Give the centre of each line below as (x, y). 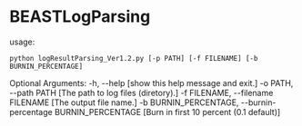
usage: (22, 42)
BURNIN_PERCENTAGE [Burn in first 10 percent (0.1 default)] (167, 111)
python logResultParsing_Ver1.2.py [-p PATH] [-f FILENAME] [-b (134, 58)
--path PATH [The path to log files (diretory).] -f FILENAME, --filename (141, 92)
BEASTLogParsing (80, 17)
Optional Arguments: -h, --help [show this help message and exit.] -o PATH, (151, 82)
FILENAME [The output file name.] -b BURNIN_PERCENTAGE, (124, 102)
